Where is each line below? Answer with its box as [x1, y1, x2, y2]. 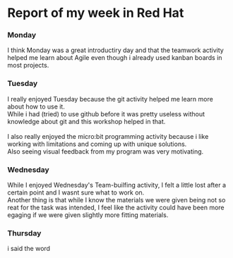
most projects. [7, 61, 49, 70]
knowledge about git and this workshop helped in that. [7, 117, 166, 125]
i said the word [7, 245, 51, 253]
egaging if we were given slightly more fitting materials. [7, 211, 169, 219]
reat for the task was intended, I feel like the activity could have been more [7, 203, 225, 212]
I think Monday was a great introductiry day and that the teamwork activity [7, 46, 224, 54]
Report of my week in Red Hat [7, 5, 184, 21]
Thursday [7, 228, 42, 238]
